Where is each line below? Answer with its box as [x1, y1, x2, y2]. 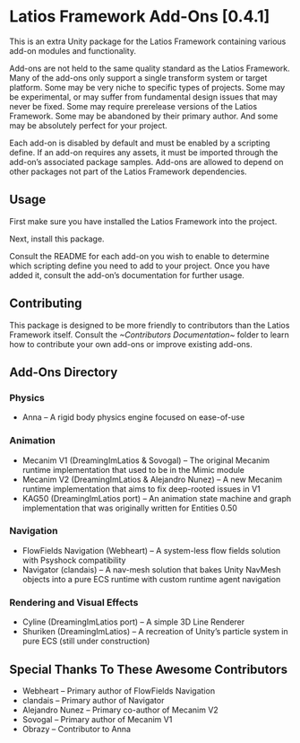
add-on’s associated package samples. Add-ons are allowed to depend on [9, 156, 284, 167]
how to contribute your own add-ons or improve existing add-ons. [9, 338, 253, 349]
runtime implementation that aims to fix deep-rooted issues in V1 [21, 483, 261, 494]
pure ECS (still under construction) [21, 635, 150, 647]
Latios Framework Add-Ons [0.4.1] [9, 6, 270, 27]
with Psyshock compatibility [21, 555, 126, 565]
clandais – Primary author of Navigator [21, 695, 165, 705]
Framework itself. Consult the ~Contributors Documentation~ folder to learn [9, 329, 289, 340]
